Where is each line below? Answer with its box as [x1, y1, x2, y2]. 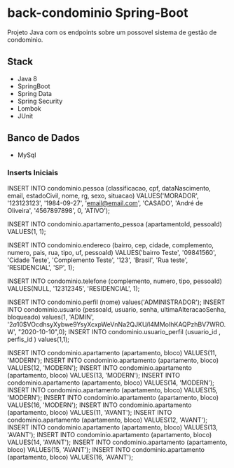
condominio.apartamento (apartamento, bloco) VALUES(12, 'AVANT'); [7, 415, 208, 424]
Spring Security [17, 97, 63, 105]
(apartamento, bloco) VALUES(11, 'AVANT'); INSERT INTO [7, 408, 172, 416]
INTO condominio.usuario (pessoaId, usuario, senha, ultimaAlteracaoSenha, [7, 305, 226, 313]
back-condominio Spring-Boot [7, 5, 188, 21]
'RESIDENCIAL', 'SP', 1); [7, 263, 75, 271]
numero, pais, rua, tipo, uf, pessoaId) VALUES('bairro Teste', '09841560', [7, 248, 216, 256]
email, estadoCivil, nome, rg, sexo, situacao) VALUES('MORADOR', [7, 191, 199, 200]
